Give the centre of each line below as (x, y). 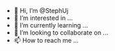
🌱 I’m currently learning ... (51, 25)
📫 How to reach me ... (46, 40)
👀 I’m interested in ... (43, 18)
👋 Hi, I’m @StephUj (41, 11)
